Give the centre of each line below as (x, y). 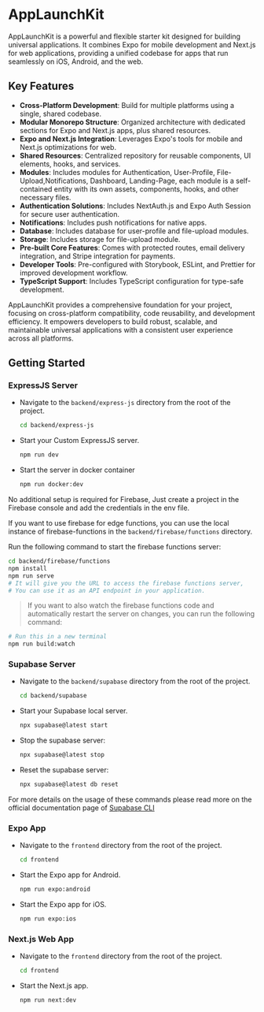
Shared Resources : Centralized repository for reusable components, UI (135, 155)
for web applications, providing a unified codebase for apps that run (118, 53)
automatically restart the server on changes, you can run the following (141, 614)
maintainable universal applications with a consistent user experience (121, 329)
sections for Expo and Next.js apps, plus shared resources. (115, 130)
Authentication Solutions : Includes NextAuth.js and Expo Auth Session (135, 206)
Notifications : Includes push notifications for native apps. (113, 222)
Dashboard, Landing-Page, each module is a (162, 180)
